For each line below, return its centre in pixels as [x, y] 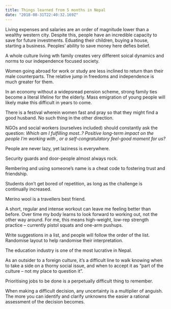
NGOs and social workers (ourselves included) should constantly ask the [81, 128]
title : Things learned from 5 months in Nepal [55, 10]
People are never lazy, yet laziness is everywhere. [58, 148]
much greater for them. [30, 82]
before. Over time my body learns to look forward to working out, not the [81, 214]
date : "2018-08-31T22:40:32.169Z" [42, 15]
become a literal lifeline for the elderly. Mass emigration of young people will [85, 97]
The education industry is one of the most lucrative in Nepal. [69, 250]
